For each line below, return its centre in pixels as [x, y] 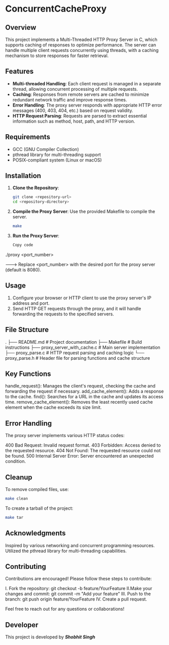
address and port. [31, 303]
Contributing [26, 567]
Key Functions [28, 374]
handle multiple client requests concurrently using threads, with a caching [82, 50]
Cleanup [19, 477]
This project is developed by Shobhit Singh [50, 637]
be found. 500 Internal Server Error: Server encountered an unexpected [79, 456]
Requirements [28, 137]
